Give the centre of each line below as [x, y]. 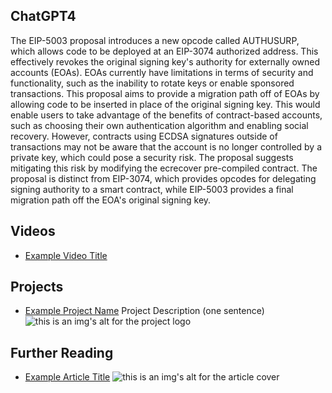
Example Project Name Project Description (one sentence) [144, 311]
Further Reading [62, 352]
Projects [37, 287]
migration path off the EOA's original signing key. [111, 200]
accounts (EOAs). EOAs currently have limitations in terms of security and [162, 72]
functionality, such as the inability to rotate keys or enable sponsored [152, 83]
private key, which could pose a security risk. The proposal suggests [152, 157]
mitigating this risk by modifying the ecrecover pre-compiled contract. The [164, 168]
